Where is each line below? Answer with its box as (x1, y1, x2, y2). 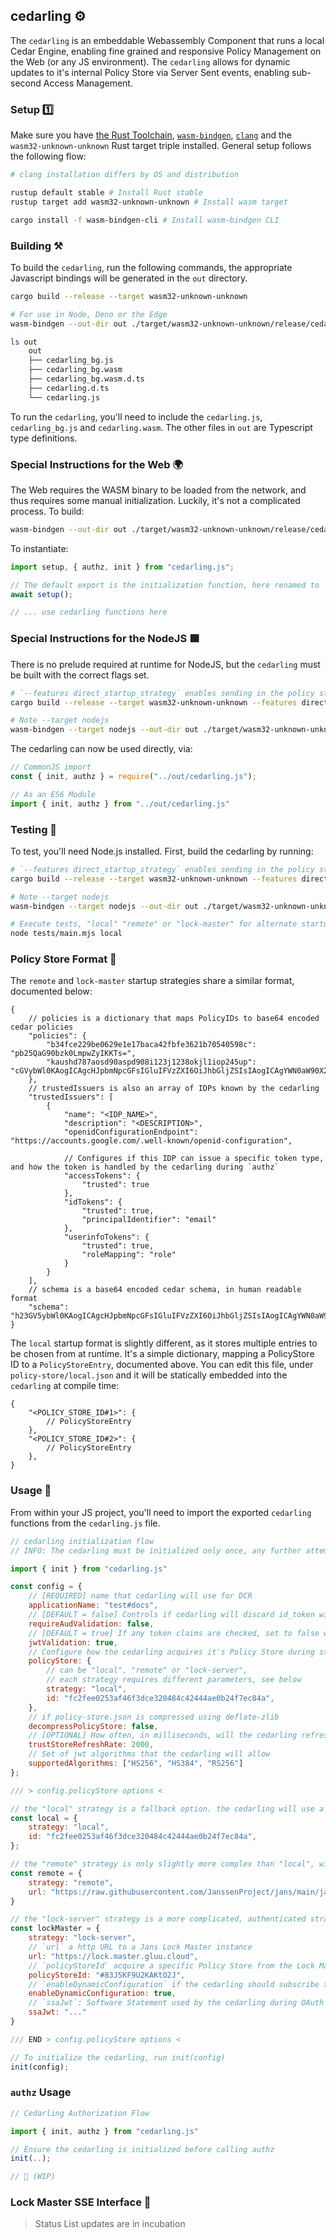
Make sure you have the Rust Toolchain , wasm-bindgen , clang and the (10, 129, 292, 141)
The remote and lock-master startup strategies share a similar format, (10, 975, 295, 987)
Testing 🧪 (10, 822, 58, 836)
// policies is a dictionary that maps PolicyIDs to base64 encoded (28, 1014, 320, 1024)
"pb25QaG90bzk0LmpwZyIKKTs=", (10, 1049, 137, 1059)
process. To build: (10, 505, 85, 517)
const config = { (10, 1582, 83, 1592)
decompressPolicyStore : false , (28, 1721, 159, 1731)
